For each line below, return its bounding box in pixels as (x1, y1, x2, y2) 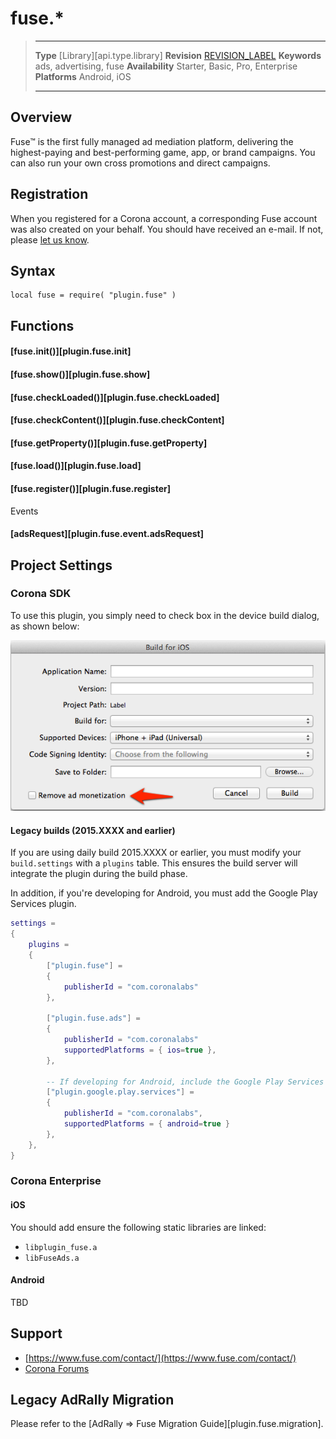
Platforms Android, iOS (34, 70, 132, 82)
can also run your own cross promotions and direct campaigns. (10, 157, 271, 169)
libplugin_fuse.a (24, 1242, 98, 1252)
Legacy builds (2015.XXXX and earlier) (10, 824, 176, 836)
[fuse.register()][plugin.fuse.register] (10, 482, 171, 494)
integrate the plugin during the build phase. (10, 868, 188, 880)
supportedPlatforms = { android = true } (63, 1119, 230, 1129)
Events (10, 505, 39, 517)
